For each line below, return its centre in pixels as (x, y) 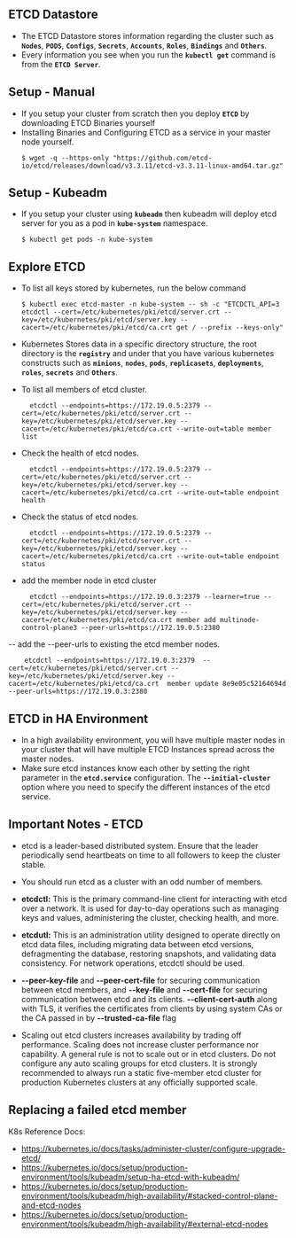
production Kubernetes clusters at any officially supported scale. (139, 1082)
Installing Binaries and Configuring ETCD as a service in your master (146, 132)
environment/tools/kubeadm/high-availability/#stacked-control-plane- (149, 1195)
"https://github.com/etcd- (163, 158)
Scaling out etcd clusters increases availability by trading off (131, 1035)
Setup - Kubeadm (58, 193)
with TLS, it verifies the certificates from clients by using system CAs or (152, 1008)
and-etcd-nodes (51, 1205)
